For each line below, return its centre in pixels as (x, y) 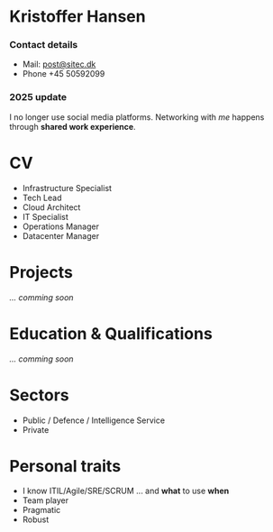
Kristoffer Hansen (77, 17)
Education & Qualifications (111, 333)
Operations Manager (60, 226)
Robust (36, 519)
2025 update (38, 97)
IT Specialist (45, 216)
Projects (41, 272)
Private (36, 429)
